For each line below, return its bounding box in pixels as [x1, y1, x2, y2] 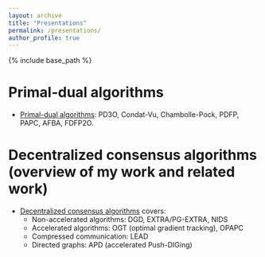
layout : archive [8, 11, 62, 20]
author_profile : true [8, 33, 80, 42]
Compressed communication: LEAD [31, 232, 149, 241]
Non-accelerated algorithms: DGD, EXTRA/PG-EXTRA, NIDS [31, 215, 228, 224]
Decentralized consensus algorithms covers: [19, 206, 166, 216]
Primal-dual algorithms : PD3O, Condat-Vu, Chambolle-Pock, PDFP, [19, 110, 240, 119]
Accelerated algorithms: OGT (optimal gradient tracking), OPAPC [31, 224, 244, 233]
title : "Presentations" [8, 19, 88, 27]
